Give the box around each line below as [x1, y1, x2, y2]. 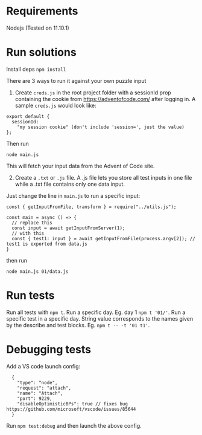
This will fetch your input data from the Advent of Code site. [6, 162, 155, 169]
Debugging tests [6, 343, 92, 356]
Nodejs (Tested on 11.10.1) [6, 24, 69, 31]
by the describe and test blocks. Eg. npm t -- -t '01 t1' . [6, 321, 150, 329]
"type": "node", [17, 379, 58, 385]
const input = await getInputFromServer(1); [11, 225, 125, 231]
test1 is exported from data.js [6, 241, 87, 247]
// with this [11, 230, 45, 237]
